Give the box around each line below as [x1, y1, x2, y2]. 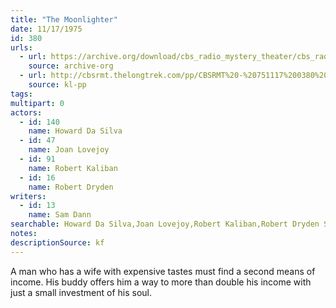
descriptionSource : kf [10, 237, 105, 248]
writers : [10, 191, 47, 201]
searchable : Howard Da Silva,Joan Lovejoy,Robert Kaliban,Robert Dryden [10, 219, 320, 230]
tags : [10, 89, 33, 99]
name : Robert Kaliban [28, 163, 118, 173]
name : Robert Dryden [28, 182, 114, 192]
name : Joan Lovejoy [28, 145, 110, 155]
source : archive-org [28, 61, 114, 71]
